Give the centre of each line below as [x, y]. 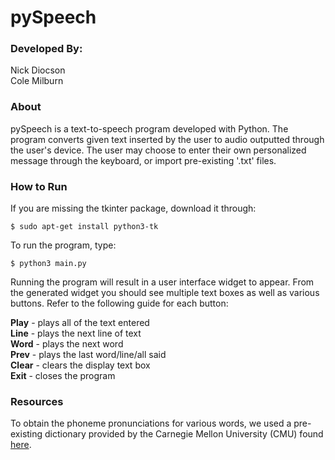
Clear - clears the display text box [80, 365]
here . [21, 445]
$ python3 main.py [48, 264]
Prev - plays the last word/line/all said [88, 355]
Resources [37, 401]
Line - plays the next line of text [76, 333]
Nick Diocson [38, 70]
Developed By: [46, 49]
